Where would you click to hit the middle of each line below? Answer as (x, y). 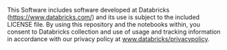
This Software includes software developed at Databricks (88, 10)
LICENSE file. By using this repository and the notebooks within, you (104, 24)
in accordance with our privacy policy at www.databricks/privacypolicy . (108, 39)
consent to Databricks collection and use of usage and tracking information (114, 32)
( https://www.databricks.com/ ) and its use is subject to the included (104, 17)
